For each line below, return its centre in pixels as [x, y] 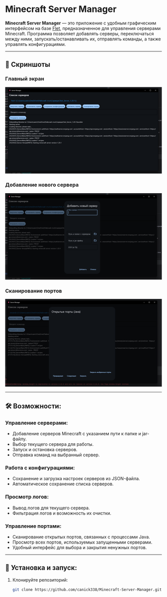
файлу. [19, 439]
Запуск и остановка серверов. [45, 450]
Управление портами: [33, 526]
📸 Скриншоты [28, 65]
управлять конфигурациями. [36, 44]
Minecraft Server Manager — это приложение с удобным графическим [81, 23]
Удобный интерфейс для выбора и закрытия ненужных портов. [80, 548]
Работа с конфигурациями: [40, 468]
